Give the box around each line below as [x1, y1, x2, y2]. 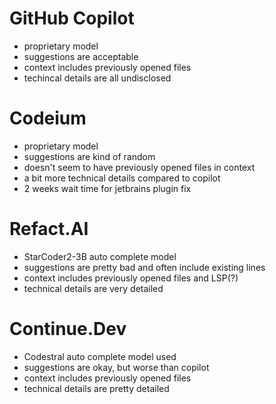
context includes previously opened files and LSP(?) [23, 272, 239, 284]
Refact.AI [9, 218, 89, 241]
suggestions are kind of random [23, 150, 156, 162]
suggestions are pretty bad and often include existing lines [23, 261, 266, 273]
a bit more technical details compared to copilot [23, 172, 221, 184]
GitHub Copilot [9, 7, 135, 30]
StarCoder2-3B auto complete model [23, 250, 177, 262]
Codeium [9, 107, 87, 130]
